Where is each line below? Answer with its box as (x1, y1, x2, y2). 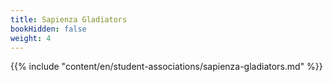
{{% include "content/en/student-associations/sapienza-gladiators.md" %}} (10, 61, 323, 73)
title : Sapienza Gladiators (10, 14, 128, 25)
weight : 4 (10, 33, 52, 43)
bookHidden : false (10, 24, 87, 34)
